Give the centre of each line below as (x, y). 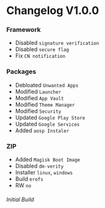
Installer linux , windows (44, 173)
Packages (21, 72)
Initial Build (20, 199)
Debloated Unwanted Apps (47, 85)
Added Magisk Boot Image (48, 160)
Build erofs (29, 179)
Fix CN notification (40, 56)
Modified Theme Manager (45, 104)
